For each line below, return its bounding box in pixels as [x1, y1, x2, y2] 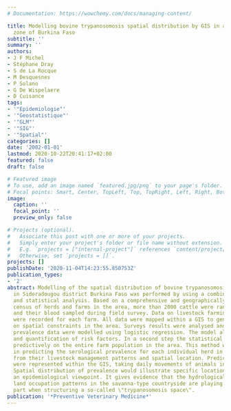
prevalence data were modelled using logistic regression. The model [13, 329, 217, 336]
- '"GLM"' [7, 118, 36, 125]
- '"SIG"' [7, 125, 36, 131]
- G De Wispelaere [7, 87, 60, 94]
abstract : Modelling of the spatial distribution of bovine [7, 284, 184, 291]
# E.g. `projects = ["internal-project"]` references [7, 246, 170, 253]
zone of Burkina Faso [13, 29, 76, 36]
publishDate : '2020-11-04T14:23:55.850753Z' [7, 265, 137, 272]
